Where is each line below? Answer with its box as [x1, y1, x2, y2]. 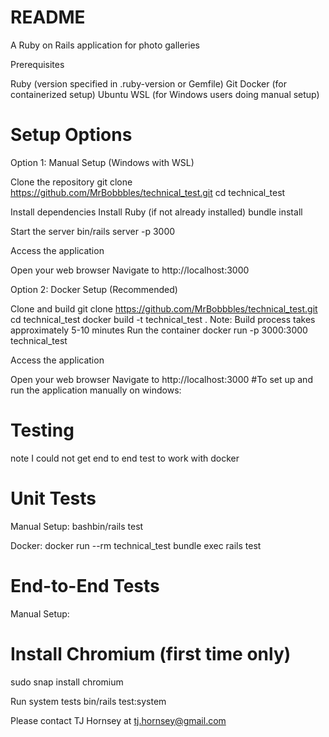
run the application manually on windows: [10, 384, 182, 396]
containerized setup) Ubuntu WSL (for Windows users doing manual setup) [10, 88, 320, 100]
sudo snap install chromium [10, 676, 124, 688]
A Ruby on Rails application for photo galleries [10, 39, 200, 51]
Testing [10, 419, 75, 442]
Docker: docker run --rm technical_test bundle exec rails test [10, 539, 262, 551]
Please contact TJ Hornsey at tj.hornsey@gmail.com [10, 714, 227, 726]
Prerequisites [10, 58, 65, 70]
